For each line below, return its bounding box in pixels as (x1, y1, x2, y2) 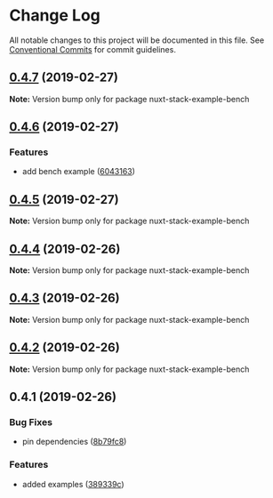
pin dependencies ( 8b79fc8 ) (21, 437, 127, 447)
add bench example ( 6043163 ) (21, 166, 136, 177)
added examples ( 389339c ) (21, 478, 124, 489)
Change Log (9, 5, 100, 26)
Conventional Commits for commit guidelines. (9, 44, 176, 54)
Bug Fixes (9, 416, 53, 428)
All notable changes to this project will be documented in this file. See (9, 35, 265, 45)
